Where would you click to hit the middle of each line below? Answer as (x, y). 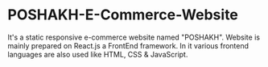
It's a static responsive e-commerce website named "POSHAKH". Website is (134, 37)
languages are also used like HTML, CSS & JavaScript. (98, 54)
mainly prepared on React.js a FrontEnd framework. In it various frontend (128, 45)
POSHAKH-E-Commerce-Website (123, 15)
